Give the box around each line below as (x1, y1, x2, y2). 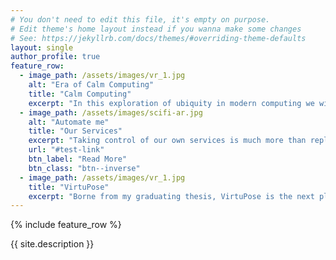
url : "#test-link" (28, 145, 105, 155)
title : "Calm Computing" (28, 89, 132, 99)
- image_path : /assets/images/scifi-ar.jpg (19, 107, 203, 118)
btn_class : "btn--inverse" (28, 163, 141, 173)
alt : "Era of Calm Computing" (28, 80, 155, 90)
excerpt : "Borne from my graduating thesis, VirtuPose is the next (28, 191, 315, 201)
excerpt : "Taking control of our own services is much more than (28, 136, 307, 146)
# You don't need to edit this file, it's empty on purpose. (10, 14, 271, 25)
